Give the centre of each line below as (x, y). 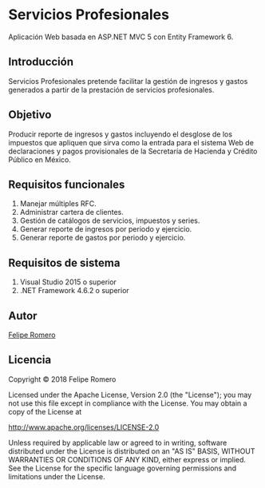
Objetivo (30, 115)
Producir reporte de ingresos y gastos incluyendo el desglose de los (121, 134)
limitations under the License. (57, 476)
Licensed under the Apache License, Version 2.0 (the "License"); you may (130, 395)
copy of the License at (45, 411)
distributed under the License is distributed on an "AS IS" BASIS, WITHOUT (132, 451)
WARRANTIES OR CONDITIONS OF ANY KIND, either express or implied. (127, 459)
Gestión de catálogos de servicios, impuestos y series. (110, 220)
